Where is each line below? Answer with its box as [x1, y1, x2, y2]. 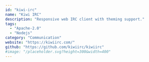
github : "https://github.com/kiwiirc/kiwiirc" [5, 44, 104, 49]
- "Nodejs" [10, 30, 33, 35]
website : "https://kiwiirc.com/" [5, 40, 75, 45]
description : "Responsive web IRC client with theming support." [5, 16, 144, 21]
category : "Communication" [5, 35, 62, 40]
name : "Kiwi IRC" [5, 12, 42, 17]
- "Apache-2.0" [10, 26, 42, 31]
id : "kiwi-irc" [5, 7, 37, 12]
